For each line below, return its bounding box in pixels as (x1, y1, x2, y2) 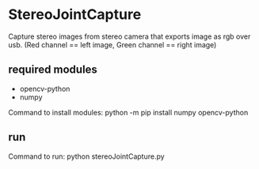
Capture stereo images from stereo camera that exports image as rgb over (8, 32, 251, 41)
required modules (8, 63, 97, 77)
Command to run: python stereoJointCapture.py (8, 152, 165, 161)
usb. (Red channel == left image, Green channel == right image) (8, 39, 217, 49)
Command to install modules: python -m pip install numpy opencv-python (8, 107, 249, 117)
